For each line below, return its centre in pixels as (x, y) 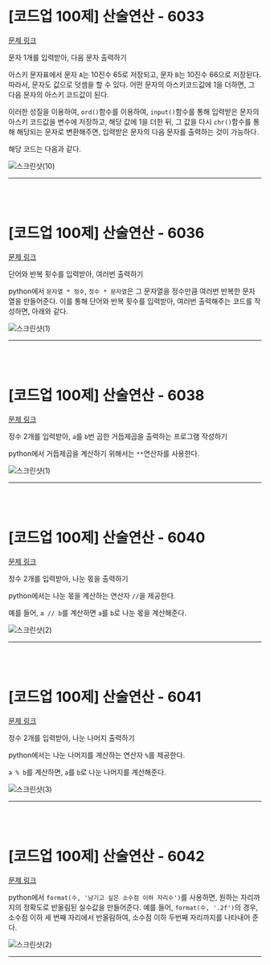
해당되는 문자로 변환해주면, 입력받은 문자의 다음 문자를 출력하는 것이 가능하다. (138, 131)
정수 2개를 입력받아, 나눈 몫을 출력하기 (68, 578)
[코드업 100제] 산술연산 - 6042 (106, 856)
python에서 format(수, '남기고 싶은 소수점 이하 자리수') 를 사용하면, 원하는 (124, 897)
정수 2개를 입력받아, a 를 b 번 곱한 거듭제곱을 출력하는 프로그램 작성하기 (118, 436)
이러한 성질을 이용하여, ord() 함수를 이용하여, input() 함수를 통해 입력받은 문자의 (134, 111)
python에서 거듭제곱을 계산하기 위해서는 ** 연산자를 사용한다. (104, 453)
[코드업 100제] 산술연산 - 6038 (106, 396)
